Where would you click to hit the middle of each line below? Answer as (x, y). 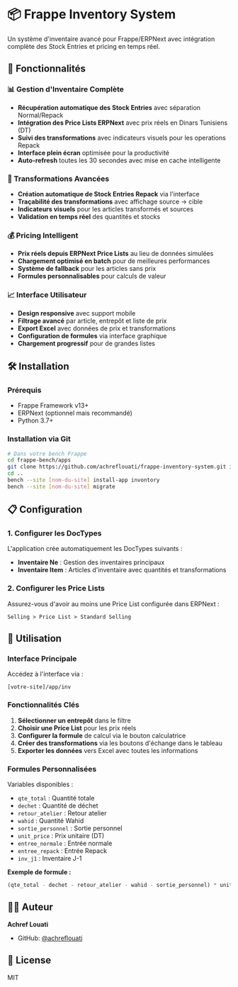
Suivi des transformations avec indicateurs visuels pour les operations (122, 138)
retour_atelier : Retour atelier (62, 813)
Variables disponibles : (40, 784)
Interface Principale (42, 659)
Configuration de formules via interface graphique (92, 335)
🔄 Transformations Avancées (58, 179)
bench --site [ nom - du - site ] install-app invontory (84, 480)
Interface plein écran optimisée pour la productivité (93, 152)
